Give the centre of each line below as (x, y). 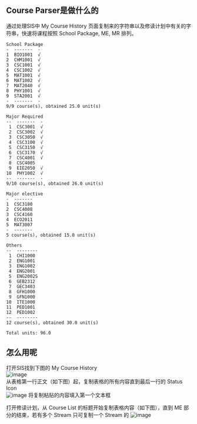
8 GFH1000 (22, 291)
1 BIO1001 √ (24, 55)
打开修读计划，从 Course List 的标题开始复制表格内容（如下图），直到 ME (94, 408)
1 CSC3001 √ (26, 127)
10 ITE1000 (21, 302)
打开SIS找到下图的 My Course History (52, 367)
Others (14, 245)
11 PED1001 (21, 307)
